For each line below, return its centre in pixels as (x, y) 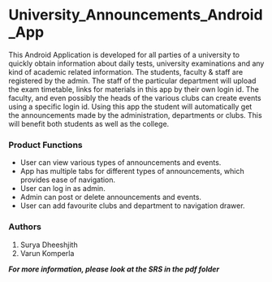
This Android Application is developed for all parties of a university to (124, 54)
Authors (25, 227)
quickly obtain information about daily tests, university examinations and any (136, 63)
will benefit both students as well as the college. (89, 124)
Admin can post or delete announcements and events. (110, 197)
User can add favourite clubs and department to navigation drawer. (132, 206)
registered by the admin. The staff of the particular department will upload (132, 80)
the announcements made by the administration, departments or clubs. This (135, 115)
